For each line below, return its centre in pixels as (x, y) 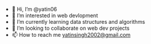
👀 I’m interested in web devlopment (55, 15)
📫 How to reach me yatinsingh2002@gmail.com (71, 35)
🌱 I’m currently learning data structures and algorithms (78, 22)
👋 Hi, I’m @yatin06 (34, 9)
